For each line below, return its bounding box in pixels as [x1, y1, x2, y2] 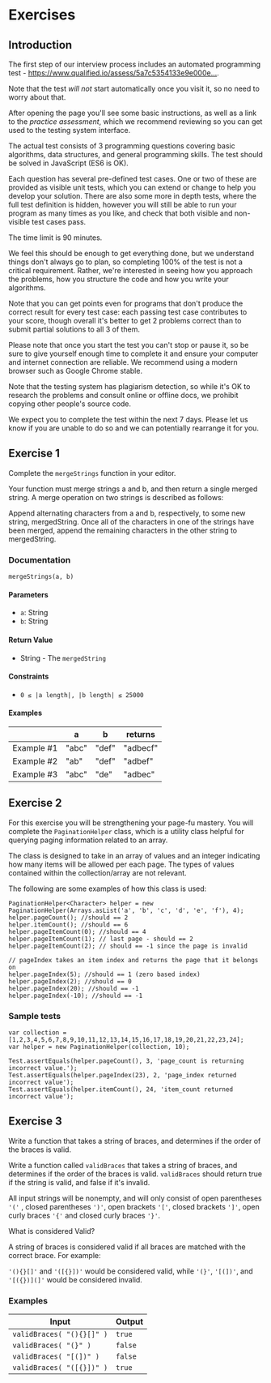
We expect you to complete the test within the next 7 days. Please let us [8, 415, 248, 424]
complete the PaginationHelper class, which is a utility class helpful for [8, 826, 244, 836]
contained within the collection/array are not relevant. [8, 867, 188, 877]
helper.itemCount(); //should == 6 [8, 920, 129, 929]
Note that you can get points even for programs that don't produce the [8, 298, 243, 308]
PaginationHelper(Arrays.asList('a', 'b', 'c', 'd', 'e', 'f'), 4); [8, 906, 244, 914]
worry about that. [8, 92, 66, 102]
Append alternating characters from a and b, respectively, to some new [8, 508, 246, 518]
